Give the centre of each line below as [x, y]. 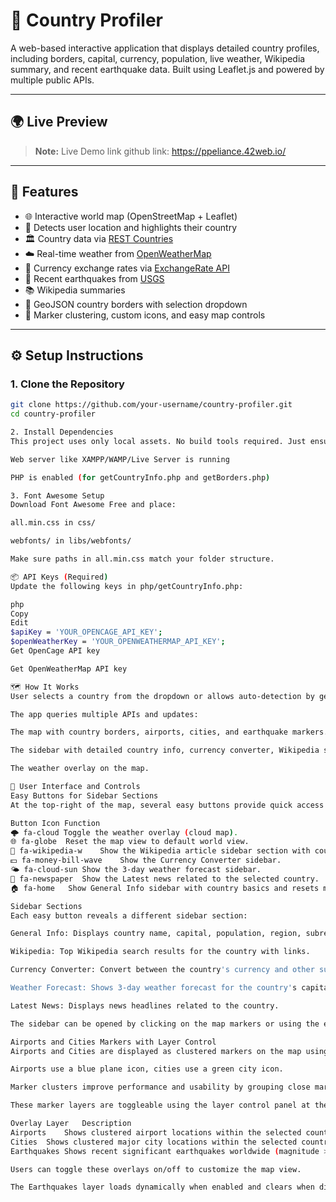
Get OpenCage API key [55, 651]
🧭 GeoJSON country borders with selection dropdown [136, 304]
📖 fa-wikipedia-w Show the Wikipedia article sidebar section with [160, 851]
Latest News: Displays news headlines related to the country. [145, 1005]
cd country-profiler [53, 414]
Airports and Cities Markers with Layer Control [113, 1042]
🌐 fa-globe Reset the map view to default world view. [130, 842]
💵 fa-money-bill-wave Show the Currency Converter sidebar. [146, 860]
